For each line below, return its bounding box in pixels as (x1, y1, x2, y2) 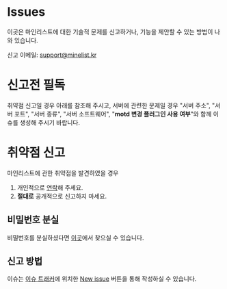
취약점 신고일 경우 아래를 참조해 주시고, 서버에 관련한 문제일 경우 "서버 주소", (7, 101, 211, 110)
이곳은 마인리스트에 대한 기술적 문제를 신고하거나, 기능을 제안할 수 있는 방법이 (7, 27, 213, 36)
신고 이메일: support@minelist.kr (7, 51, 97, 59)
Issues (7, 4, 46, 20)
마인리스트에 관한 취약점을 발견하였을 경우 (7, 168, 119, 177)
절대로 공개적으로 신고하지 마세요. (16, 192, 107, 200)
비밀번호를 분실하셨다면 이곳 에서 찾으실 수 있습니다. (7, 234, 144, 242)
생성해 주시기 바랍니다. (19, 118, 81, 127)
